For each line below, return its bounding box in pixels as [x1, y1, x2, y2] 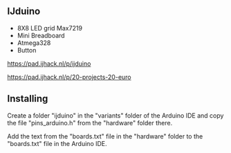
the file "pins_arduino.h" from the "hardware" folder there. [7, 118, 173, 127]
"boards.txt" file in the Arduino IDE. [7, 139, 107, 147]
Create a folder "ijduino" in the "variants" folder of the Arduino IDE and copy [7, 111, 224, 120]
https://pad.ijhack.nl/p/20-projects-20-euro [7, 73, 131, 81]
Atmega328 [17, 38, 51, 47]
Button [17, 46, 37, 54]
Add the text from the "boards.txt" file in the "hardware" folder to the [7, 132, 203, 141]
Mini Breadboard [17, 31, 65, 39]
